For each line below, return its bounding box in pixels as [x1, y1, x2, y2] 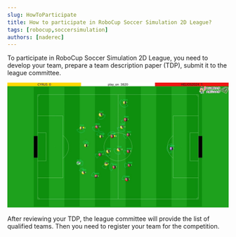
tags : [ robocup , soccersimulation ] [7, 26, 109, 33]
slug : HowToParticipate [7, 11, 77, 18]
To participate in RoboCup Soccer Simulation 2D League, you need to [7, 53, 209, 63]
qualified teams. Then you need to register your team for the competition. [7, 222, 220, 230]
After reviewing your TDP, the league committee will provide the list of [7, 214, 210, 223]
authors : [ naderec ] [7, 34, 65, 41]
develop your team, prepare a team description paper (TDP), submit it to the [7, 61, 227, 70]
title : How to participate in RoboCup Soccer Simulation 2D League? [7, 18, 212, 26]
